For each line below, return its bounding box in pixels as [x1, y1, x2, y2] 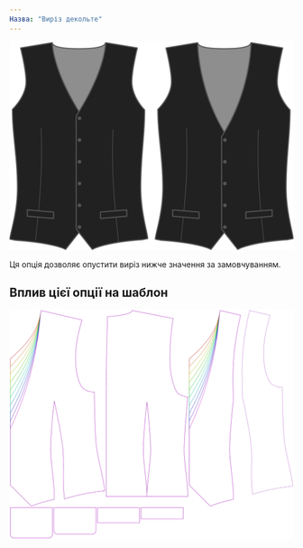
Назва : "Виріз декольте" [9, 14, 103, 23]
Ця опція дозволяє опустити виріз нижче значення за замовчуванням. [9, 258, 281, 270]
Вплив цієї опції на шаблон [9, 285, 169, 301]
